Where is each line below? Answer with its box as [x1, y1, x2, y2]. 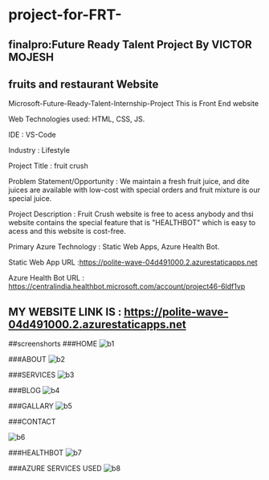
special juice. [8, 194, 52, 203]
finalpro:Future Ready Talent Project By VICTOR [8, 38, 253, 51]
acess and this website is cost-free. [8, 227, 127, 236]
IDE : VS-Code [8, 130, 56, 140]
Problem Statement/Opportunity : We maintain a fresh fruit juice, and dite [8, 177, 250, 187]
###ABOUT [8, 355, 47, 364]
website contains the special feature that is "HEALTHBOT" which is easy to [8, 218, 256, 228]
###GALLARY [8, 401, 55, 411]
